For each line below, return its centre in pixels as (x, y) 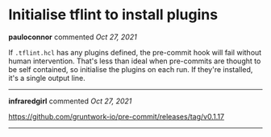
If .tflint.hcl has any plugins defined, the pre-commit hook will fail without (135, 52)
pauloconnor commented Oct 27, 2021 (73, 37)
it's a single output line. (47, 78)
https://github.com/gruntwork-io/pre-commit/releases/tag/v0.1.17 (116, 116)
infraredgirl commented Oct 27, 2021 (70, 101)
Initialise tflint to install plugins (113, 15)
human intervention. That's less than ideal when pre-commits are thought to (135, 61)
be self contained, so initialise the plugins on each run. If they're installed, (131, 69)
